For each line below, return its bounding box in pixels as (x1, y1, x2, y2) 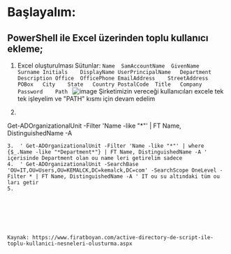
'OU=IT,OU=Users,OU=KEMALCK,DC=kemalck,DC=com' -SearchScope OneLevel (7, 167, 217, 174)
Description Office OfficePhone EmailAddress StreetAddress (17, 75, 209, 82)
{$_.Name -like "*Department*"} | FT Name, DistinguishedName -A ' (7, 149, 208, 156)
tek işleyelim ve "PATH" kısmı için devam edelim (17, 95, 156, 103)
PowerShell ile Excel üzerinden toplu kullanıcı (7, 32, 209, 44)
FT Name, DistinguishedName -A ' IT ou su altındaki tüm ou (41, 173, 220, 180)
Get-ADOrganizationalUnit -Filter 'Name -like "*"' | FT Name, (7, 121, 181, 130)
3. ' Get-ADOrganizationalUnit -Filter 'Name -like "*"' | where (7, 142, 204, 149)
